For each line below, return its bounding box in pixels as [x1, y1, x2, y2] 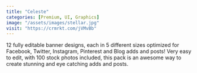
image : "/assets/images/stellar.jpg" [6, 20, 100, 26]
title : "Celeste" [6, 8, 49, 15]
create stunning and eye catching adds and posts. [6, 61, 129, 68]
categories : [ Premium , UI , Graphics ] [6, 14, 100, 20]
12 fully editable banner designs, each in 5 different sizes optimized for [6, 42, 179, 49]
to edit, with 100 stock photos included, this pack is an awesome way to [6, 54, 182, 61]
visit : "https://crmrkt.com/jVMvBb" [6, 25, 97, 31]
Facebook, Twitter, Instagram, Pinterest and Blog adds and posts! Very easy [6, 48, 192, 55]
